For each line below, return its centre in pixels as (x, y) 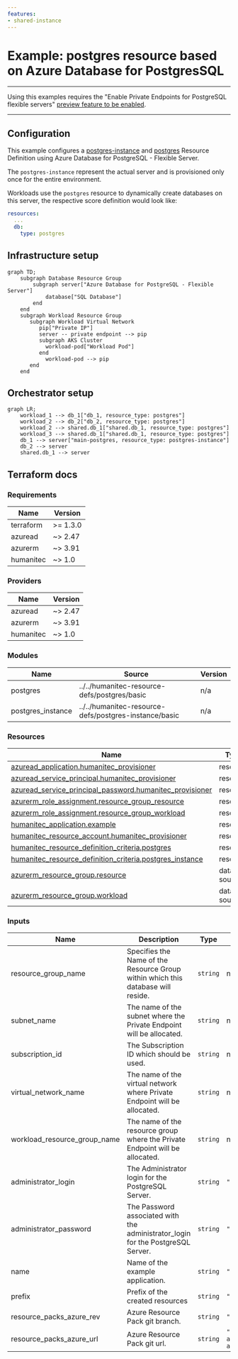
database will (149, 987)
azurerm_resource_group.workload (69, 895)
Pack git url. (146, 1343)
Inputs (19, 921)
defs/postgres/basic (113, 695)
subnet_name (34, 1020)
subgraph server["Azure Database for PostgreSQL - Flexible (123, 285)
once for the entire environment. (55, 180)
